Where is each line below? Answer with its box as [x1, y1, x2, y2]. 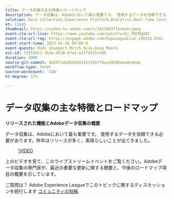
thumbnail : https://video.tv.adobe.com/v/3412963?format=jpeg [5, 27, 141, 32]
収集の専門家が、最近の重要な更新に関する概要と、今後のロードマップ [14, 164, 162, 170]
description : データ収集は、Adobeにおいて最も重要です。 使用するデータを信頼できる [5, 12, 166, 17]
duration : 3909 [5, 55, 38, 60]
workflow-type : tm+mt [5, 64, 52, 70]
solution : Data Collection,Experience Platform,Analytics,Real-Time [5, 17, 155, 22]
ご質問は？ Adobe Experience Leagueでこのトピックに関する [5, 182, 135, 188]
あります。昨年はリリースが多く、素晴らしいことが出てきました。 [14, 137, 153, 143]
